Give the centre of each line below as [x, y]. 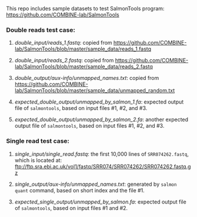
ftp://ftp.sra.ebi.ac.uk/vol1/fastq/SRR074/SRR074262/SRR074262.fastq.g [103, 166]
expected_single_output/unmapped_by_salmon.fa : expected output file [100, 202]
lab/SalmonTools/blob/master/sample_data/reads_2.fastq [84, 66]
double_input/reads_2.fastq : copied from [64, 61]
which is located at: [38, 160]
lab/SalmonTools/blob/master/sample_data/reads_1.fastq [83, 49]
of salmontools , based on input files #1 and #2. [71, 208]
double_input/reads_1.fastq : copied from [64, 43]
